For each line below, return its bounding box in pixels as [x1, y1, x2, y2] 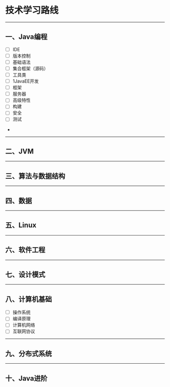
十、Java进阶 [5, 374, 48, 382]
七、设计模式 [5, 270, 46, 279]
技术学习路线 [5, 5, 59, 16]
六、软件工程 [5, 246, 46, 254]
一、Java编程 [5, 32, 48, 41]
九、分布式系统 [5, 349, 52, 358]
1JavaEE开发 [12, 78, 39, 84]
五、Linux [5, 221, 36, 229]
